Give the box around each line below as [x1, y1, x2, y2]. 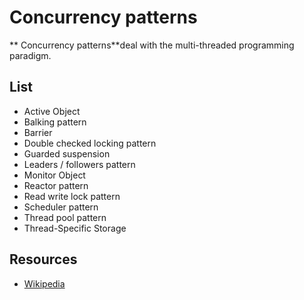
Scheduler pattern [23, 201, 99, 213]
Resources [9, 251, 78, 268]
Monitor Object [23, 169, 86, 181]
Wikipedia [23, 277, 66, 290]
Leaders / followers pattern [23, 158, 136, 170]
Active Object [23, 105, 81, 117]
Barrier [23, 126, 53, 138]
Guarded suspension [23, 147, 111, 160]
